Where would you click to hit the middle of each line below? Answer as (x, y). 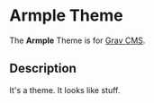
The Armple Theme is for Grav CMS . (77, 40)
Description (43, 69)
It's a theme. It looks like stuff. (65, 90)
